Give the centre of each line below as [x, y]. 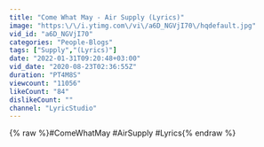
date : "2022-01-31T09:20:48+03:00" [75, 58]
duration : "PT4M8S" [45, 75]
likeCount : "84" [39, 91]
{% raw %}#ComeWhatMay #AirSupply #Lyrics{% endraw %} [123, 133]
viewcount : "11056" [45, 83]
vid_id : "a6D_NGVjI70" [51, 34]
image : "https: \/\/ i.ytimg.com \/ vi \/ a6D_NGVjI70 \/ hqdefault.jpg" [132, 26]
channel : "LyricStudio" [53, 108]
